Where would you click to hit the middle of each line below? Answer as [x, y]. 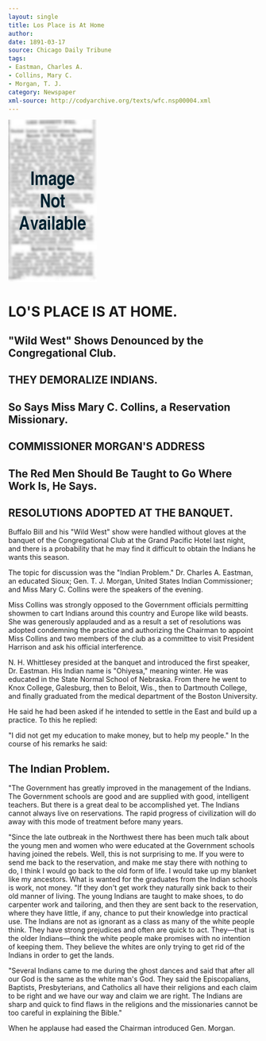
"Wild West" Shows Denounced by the [106, 340]
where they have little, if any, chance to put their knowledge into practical [128, 913]
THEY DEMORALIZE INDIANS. [83, 380]
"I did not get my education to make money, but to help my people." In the [129, 735]
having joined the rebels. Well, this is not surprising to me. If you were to [126, 854]
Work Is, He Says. [53, 486]
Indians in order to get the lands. [61, 955]
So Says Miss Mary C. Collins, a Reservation [120, 407]
